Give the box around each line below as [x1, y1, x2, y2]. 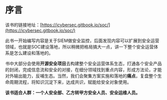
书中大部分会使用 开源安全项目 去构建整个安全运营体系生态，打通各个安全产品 [5, 60, 162, 66]
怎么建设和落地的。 [13, 50, 53, 56]
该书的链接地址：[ [5, 22, 42, 28]
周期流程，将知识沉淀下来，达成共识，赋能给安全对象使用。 [9, 79, 132, 85]
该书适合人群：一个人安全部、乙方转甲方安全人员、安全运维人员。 [5, 90, 140, 96]
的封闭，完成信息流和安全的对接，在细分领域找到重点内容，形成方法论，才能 [5, 66, 162, 72]
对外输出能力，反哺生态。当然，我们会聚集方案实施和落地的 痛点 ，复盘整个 [5, 73, 158, 79]
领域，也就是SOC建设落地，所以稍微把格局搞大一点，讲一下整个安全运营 [5, 44, 154, 50]
